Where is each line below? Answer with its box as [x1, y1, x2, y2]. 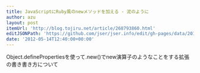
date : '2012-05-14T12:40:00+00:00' [6, 36, 95, 42]
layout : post [6, 20, 39, 26]
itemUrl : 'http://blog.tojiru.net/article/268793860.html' [6, 25, 156, 31]
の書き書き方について [6, 61, 58, 68]
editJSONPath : [6, 31, 42, 37]
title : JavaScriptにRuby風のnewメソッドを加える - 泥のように [6, 8, 149, 15]
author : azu [6, 14, 36, 20]
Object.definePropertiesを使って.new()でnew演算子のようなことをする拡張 [6, 53, 190, 60]
